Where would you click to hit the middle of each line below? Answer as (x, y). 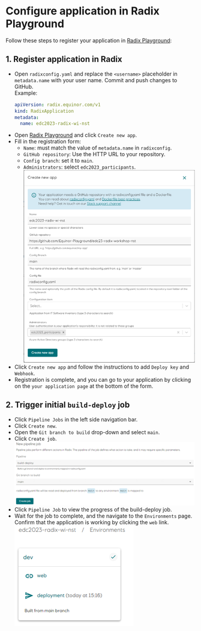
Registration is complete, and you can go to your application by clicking (103, 379)
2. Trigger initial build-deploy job (68, 405)
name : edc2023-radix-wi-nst (55, 124)
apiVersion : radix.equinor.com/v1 (57, 104)
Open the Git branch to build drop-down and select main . (87, 432)
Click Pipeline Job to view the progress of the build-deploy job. (93, 509)
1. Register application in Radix (64, 59)
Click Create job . (36, 438)
